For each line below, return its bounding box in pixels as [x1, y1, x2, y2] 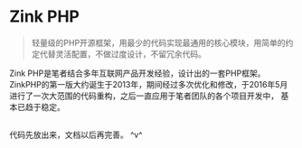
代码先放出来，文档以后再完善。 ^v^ [9, 129, 143, 141]
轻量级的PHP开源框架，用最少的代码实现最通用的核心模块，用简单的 [31, 37, 287, 48]
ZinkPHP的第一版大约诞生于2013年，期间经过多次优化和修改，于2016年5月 [9, 79, 288, 89]
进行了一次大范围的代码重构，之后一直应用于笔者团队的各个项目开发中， [9, 90, 278, 101]
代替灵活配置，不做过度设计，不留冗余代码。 [39, 48, 206, 60]
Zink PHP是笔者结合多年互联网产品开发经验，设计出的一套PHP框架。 [9, 68, 266, 79]
